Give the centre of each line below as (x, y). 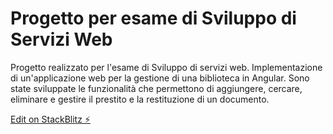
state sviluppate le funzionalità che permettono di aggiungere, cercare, (156, 88)
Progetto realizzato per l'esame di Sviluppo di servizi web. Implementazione (166, 67)
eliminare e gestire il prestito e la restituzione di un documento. (140, 99)
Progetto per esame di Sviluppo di (153, 18)
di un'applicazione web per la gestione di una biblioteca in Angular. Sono (160, 78)
